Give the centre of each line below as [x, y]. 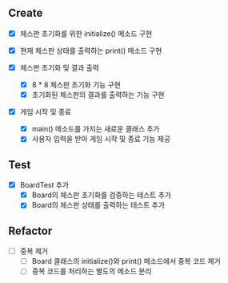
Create [26, 13]
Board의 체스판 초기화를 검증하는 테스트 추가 [102, 195]
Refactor [30, 230]
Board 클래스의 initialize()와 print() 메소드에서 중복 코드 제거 [126, 261]
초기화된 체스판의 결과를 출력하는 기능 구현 [98, 95]
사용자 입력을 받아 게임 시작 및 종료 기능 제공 [101, 139]
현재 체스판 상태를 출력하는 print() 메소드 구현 [91, 51]
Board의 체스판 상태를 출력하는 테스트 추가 [98, 205]
